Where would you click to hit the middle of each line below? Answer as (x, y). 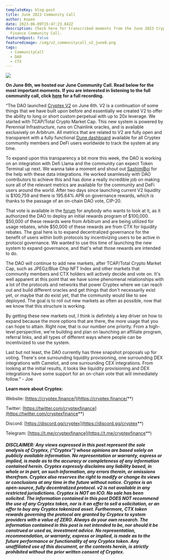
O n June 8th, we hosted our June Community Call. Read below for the (80, 85)
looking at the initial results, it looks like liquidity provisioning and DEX (78, 369)
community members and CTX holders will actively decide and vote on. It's (83, 274)
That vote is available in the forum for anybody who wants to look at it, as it (83, 211)
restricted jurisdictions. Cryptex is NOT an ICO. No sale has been (75, 493)
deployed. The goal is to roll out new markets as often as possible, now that (84, 301)
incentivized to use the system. (38, 342)
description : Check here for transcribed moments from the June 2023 (80, 29)
